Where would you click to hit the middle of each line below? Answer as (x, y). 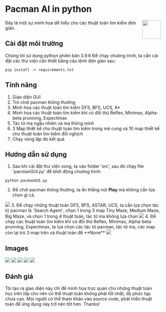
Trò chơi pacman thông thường (44, 102)
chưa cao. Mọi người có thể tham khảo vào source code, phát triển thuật (79, 299)
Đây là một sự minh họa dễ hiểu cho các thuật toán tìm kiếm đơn (71, 23)
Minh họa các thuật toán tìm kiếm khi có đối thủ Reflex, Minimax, (78, 113)
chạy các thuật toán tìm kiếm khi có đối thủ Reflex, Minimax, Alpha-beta (78, 222)
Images (17, 248)
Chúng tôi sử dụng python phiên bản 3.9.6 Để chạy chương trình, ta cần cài (82, 55)
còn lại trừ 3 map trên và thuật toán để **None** (55, 233)
